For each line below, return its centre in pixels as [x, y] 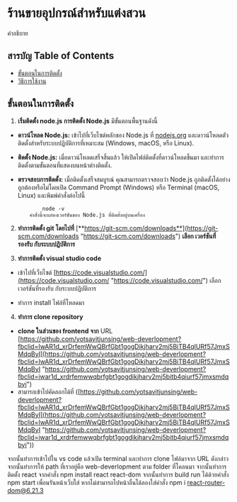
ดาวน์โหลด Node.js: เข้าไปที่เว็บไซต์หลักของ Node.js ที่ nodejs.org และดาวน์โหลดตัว [123, 135]
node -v [53, 208]
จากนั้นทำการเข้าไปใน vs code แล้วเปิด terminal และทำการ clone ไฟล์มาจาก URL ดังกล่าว [118, 458]
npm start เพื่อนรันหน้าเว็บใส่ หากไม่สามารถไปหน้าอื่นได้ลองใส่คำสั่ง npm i [97, 482]
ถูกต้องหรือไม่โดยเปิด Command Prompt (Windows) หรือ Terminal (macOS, [118, 187]
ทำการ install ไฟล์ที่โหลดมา [51, 302]
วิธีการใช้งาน [32, 81]
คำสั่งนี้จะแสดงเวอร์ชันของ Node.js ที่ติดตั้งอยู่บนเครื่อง [87, 215]
